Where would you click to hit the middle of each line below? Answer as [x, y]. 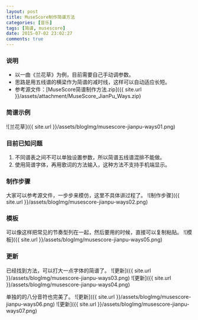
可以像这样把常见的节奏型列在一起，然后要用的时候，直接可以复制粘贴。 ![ [97, 232]
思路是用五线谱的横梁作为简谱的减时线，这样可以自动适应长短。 [92, 82]
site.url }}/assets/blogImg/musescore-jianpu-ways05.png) [92, 240]
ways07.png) [22, 311]
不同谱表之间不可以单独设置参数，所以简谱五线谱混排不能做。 [90, 157]
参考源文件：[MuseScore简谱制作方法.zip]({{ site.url [78, 90]
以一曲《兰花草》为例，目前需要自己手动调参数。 [74, 75]
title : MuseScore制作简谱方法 [40, 17]
